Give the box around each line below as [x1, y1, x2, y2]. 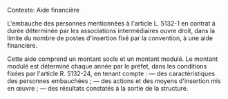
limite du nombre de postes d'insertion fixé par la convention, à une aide [7, 34, 213, 42]
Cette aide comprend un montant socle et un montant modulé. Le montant [7, 55, 218, 63]
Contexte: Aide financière [7, 6, 80, 14]
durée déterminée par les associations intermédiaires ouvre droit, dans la [7, 27, 216, 35]
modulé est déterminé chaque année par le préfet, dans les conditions [7, 62, 207, 70]
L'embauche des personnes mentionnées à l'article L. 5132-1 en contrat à [7, 19, 216, 27]
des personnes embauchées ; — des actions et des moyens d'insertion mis [7, 77, 221, 85]
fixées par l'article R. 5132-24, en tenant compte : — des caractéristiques [7, 69, 216, 78]
